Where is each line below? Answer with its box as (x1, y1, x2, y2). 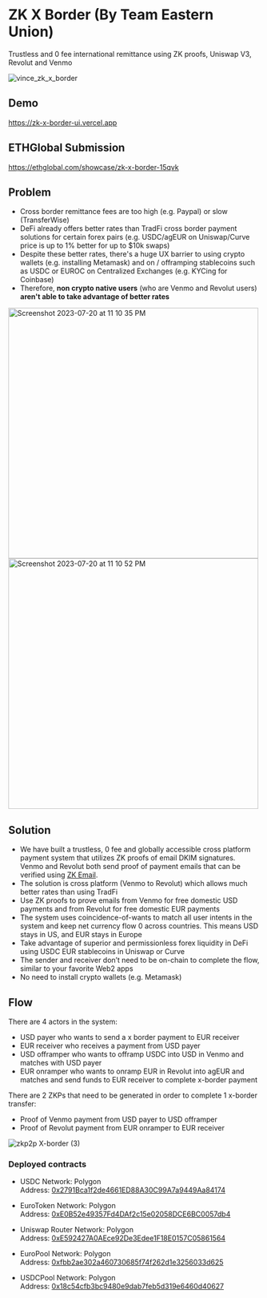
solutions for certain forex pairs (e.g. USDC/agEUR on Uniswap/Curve (19, 233, 250, 242)
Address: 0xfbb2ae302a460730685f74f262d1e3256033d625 (19, 1257, 224, 1268)
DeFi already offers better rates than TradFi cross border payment (19, 224, 237, 233)
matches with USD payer (19, 1058, 102, 1067)
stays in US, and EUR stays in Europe (19, 930, 142, 940)
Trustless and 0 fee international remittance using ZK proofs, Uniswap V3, (8, 49, 252, 59)
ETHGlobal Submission (8, 141, 126, 155)
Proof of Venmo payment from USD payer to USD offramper (19, 1114, 218, 1124)
